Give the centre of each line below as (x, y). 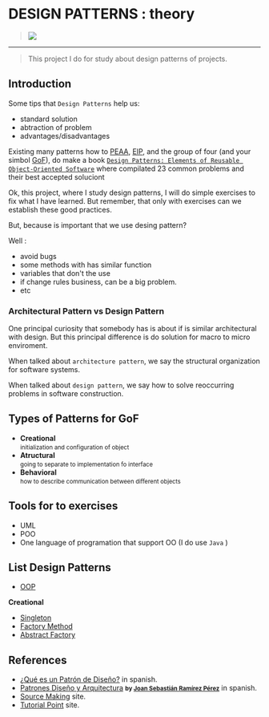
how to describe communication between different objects (100, 481)
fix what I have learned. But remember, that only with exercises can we (125, 201)
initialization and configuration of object (74, 447)
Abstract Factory (48, 635)
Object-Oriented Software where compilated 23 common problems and (126, 168)
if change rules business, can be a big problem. (98, 282)
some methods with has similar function (86, 265)
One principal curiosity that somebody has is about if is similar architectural (133, 329)
